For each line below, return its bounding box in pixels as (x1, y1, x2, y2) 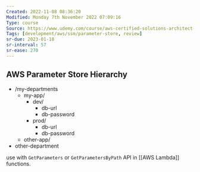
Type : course (6, 20, 39, 26)
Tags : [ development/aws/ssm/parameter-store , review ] (6, 31, 143, 37)
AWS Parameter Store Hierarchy (6, 70, 128, 80)
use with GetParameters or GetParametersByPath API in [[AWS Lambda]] (6, 154, 180, 161)
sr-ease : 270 (6, 48, 39, 54)
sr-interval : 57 (6, 42, 46, 48)
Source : (6, 25, 26, 32)
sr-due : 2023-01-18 (6, 36, 55, 42)
